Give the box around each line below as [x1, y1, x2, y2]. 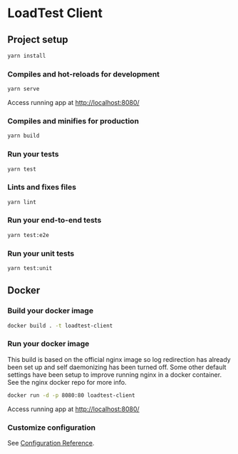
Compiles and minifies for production [7, 116, 139, 126]
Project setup [7, 34, 69, 46]
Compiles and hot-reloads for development [7, 69, 160, 79]
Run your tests [7, 149, 59, 159]
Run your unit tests [7, 248, 75, 258]
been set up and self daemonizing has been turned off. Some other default [7, 363, 227, 371]
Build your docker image [7, 306, 94, 316]
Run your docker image [7, 339, 90, 349]
